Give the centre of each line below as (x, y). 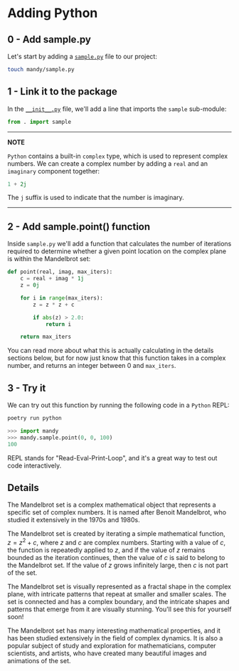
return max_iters (46, 337)
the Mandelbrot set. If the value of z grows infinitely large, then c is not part (118, 565)
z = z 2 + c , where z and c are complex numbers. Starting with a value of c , (117, 542)
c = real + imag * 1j (52, 279)
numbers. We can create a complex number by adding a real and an (108, 163)
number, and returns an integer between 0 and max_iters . (92, 366)
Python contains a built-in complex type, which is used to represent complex (118, 156)
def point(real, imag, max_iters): (60, 272)
